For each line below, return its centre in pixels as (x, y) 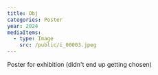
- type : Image (33, 39)
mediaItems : (24, 32)
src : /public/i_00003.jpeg (58, 45)
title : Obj (23, 13)
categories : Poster (35, 20)
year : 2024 (23, 26)
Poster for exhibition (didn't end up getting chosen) (80, 64)
